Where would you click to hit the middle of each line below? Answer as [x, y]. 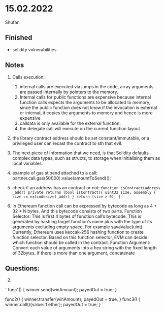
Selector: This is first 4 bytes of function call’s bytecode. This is [77, 216]
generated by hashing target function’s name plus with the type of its [82, 221]
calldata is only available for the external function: [70, 123]
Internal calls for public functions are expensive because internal [85, 97]
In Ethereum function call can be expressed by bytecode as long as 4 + [84, 206]
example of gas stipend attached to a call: [55, 173]
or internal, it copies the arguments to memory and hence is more [86, 113]
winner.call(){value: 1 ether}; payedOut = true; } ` [54, 305]
